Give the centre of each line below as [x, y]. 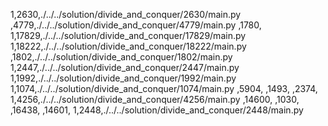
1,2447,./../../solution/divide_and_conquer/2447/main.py [125, 67]
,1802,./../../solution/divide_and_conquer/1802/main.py [121, 57]
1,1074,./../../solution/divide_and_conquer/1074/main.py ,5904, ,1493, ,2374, [164, 88]
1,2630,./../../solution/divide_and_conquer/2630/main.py [126, 14]
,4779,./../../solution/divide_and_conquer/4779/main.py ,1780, [136, 25]
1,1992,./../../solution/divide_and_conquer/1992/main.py [123, 78]
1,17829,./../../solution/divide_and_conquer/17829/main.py [128, 35]
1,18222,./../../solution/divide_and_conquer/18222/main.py [128, 46]
